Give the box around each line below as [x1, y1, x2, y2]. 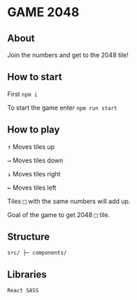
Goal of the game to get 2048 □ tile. [7, 210, 110, 219]
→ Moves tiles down [7, 156, 64, 164]
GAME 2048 [7, 4, 80, 20]
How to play [7, 124, 60, 136]
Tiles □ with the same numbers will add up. [7, 197, 131, 205]
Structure [7, 231, 50, 243]
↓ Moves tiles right [7, 169, 61, 178]
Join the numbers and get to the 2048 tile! [7, 51, 129, 59]
